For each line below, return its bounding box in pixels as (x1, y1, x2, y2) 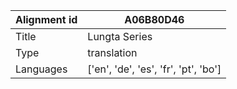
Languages (15, 62, 68, 76)
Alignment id (15, 13, 78, 26)
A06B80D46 (124, 13, 185, 26)
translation (87, 46, 138, 59)
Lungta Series (87, 30, 153, 43)
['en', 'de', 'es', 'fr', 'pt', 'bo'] (87, 62, 222, 76)
